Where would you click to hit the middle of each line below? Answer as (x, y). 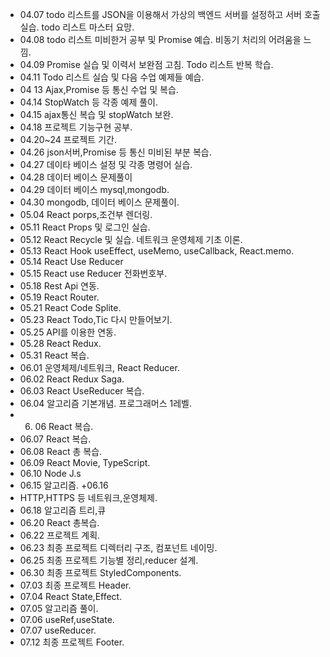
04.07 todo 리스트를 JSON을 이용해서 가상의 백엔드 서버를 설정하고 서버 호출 (170, 14)
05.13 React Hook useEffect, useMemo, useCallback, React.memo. (157, 251)
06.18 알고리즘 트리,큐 (63, 510)
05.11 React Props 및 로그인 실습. (85, 227)
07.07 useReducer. (58, 630)
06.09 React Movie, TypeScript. (85, 462)
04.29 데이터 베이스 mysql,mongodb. (94, 189)
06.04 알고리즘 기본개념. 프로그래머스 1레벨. (105, 403)
